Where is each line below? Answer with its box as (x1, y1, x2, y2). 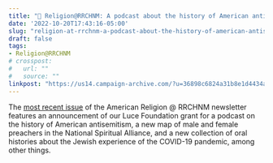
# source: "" (8, 72, 60, 80)
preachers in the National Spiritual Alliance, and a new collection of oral (8, 127, 248, 138)
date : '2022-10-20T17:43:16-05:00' (8, 19, 129, 28)
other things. (8, 145, 51, 155)
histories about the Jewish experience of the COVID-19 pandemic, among (8, 136, 255, 146)
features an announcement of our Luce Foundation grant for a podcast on (8, 110, 256, 120)
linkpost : (8, 79, 42, 88)
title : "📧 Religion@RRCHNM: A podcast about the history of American (8, 11, 249, 20)
